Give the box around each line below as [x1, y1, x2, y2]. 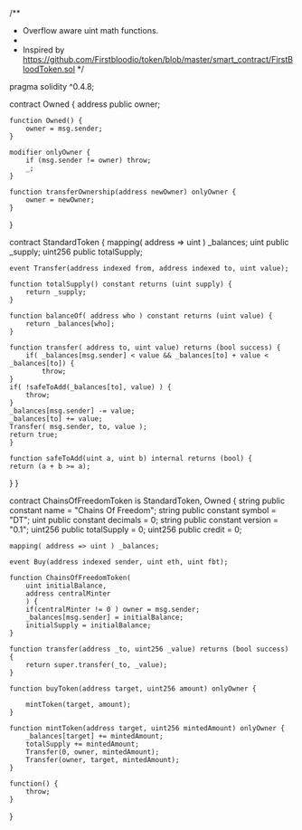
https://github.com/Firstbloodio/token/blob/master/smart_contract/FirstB [22, 54, 294, 64]
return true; [9, 430, 59, 439]
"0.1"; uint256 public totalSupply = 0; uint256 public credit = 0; [9, 524, 242, 535]
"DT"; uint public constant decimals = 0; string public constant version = [9, 515, 278, 525]
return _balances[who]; [25, 320, 116, 329]
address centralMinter [25, 589, 111, 598]
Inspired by [22, 44, 65, 55]
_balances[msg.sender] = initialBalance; [25, 613, 184, 622]
